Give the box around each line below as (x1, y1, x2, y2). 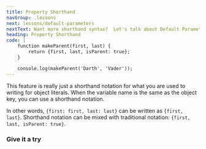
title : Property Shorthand (6, 9, 75, 15)
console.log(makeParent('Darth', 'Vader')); (17, 65, 133, 71)
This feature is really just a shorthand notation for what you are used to (6, 82, 186, 89)
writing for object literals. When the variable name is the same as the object (6, 89, 197, 96)
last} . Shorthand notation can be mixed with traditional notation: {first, (6, 114, 191, 121)
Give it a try (6, 135, 42, 144)
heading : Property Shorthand (6, 32, 81, 38)
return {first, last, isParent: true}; (28, 49, 131, 55)
